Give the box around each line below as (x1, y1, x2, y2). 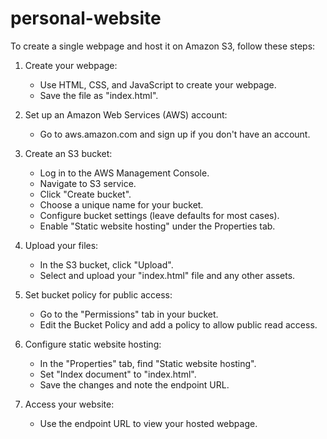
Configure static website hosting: (24, 338, 162, 350)
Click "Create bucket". (39, 188, 132, 200)
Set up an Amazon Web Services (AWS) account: (24, 108, 228, 121)
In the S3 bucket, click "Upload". (39, 258, 174, 271)
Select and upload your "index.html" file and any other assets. (39, 269, 296, 281)
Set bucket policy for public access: (24, 288, 173, 301)
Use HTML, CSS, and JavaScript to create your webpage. (39, 78, 277, 91)
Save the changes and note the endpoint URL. (39, 378, 230, 391)
